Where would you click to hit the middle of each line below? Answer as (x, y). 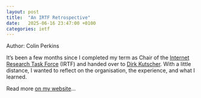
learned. (17, 77)
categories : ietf (28, 29)
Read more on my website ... (41, 89)
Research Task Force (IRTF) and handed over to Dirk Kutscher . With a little (99, 64)
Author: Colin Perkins (33, 46)
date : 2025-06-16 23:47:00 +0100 (51, 23)
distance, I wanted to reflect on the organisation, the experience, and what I (100, 71)
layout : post (23, 12)
